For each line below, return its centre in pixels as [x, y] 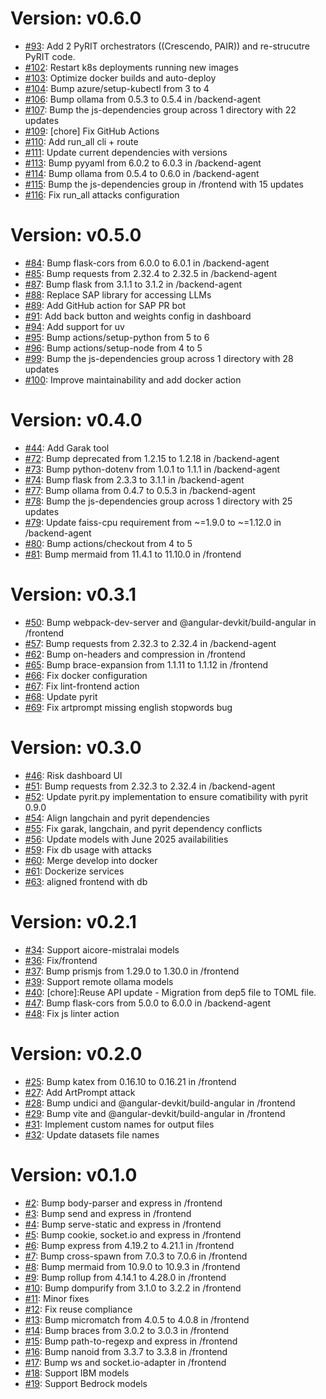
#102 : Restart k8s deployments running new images [131, 67]
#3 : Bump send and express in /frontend [108, 1213]
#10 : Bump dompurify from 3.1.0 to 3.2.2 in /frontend [133, 1288]
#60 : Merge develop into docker [91, 860]
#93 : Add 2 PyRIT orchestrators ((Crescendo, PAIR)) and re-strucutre [167, 46]
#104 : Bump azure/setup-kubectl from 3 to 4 [117, 88]
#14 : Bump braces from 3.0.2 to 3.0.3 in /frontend [127, 1330]
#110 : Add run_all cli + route [81, 141]
